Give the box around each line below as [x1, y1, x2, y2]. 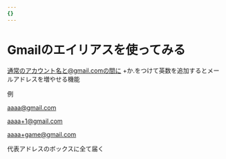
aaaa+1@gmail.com [7, 117, 64, 125]
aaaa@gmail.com [7, 103, 57, 111]
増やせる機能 [43, 75, 80, 83]
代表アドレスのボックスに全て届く [7, 144, 104, 153]
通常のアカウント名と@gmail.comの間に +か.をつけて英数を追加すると [7, 66, 207, 75]
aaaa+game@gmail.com [7, 130, 77, 138]
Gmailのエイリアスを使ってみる [7, 42, 186, 57]
